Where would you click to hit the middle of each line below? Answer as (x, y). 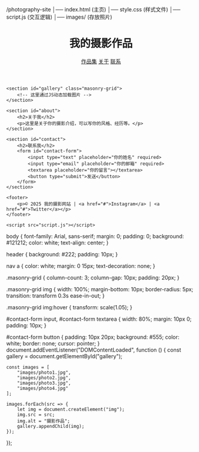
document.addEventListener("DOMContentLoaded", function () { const (94, 350)
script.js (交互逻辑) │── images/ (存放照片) (59, 17)
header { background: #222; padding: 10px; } (62, 254)
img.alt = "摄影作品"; (44, 421)
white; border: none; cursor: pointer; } (53, 343)
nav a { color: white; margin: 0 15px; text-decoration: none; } (81, 266)
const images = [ (28, 367)
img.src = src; (36, 415)
